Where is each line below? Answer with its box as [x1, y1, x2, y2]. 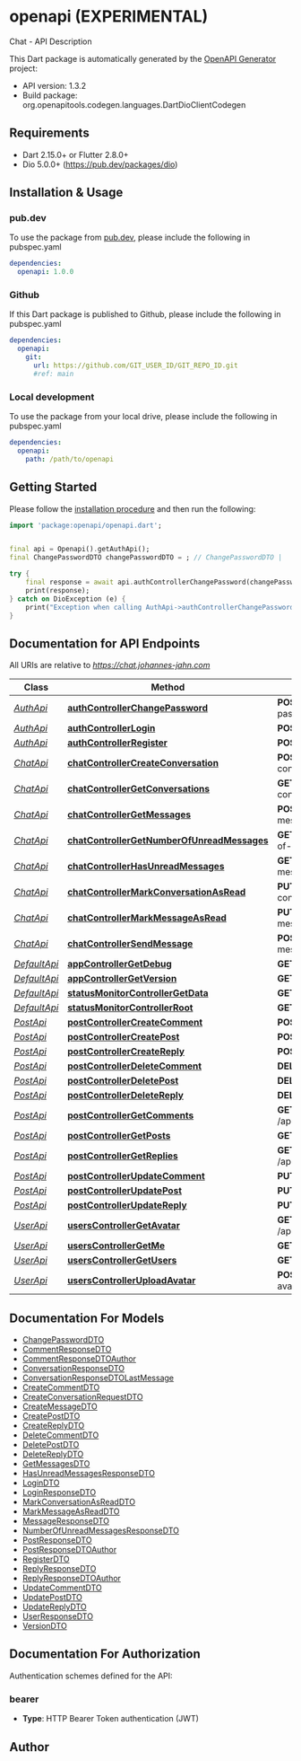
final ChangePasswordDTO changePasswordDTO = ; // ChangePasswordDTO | [9, 553, 282, 562]
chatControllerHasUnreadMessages [66, 860, 225, 873]
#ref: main [32, 369, 74, 378]
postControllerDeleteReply [66, 1089, 184, 1102]
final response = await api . [25, 577, 134, 587]
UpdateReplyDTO [21, 1601, 87, 1613]
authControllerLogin [66, 722, 156, 735]
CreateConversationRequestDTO [21, 1392, 143, 1403]
